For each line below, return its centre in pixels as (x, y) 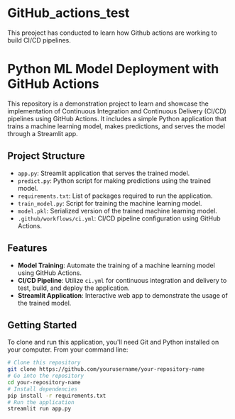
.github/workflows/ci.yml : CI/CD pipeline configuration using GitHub (119, 218)
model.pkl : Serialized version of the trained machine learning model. (117, 211)
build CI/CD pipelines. (39, 40)
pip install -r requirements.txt (57, 396)
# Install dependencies (43, 389)
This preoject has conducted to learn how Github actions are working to (113, 33)
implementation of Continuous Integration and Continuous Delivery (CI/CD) (117, 111)
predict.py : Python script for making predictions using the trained (114, 180)
